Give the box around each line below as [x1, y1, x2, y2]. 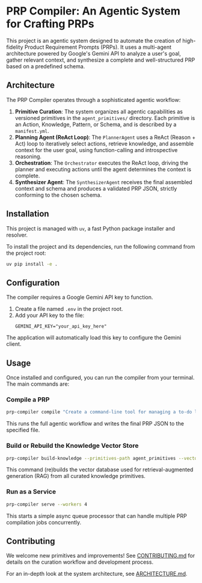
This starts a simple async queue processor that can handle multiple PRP [6, 512, 188, 520]
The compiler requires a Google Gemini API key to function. [6, 294, 153, 301]
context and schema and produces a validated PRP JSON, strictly [14, 185, 177, 192]
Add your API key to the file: [14, 312, 85, 319]
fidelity [6, 43, 23, 51]
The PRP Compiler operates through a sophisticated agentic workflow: [6, 96, 181, 103]
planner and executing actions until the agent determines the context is [14, 165, 191, 173]
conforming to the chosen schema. [14, 191, 102, 199]
